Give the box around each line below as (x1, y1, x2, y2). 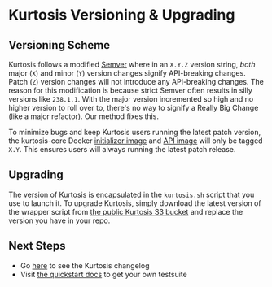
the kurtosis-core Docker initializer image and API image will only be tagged (8, 136, 263, 146)
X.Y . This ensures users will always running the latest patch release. (8, 145, 236, 154)
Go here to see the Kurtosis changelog (20, 260, 150, 270)
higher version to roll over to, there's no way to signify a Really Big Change (8, 103, 259, 112)
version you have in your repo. (8, 215, 111, 225)
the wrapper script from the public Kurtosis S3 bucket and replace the (8, 207, 243, 216)
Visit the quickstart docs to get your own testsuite (20, 269, 187, 279)
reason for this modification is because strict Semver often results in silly (8, 85, 252, 95)
